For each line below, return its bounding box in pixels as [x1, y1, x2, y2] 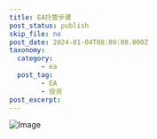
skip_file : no [9, 29, 62, 38]
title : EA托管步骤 [9, 12, 73, 22]
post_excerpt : [9, 95, 62, 104]
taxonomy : [9, 46, 46, 55]
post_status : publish [9, 21, 90, 30]
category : [17, 54, 53, 63]
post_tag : [17, 71, 53, 80]
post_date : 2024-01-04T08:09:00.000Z [9, 37, 149, 47]
